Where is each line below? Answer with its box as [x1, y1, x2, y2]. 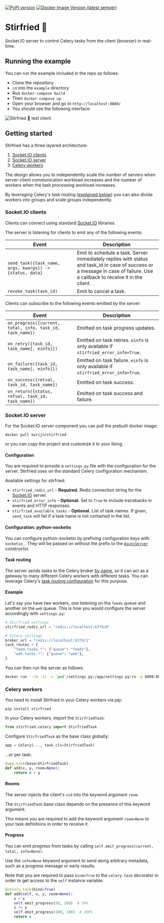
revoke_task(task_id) [7, 288, 58, 294]
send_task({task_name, [7, 260, 60, 266]
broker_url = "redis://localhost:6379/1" [5, 638, 91, 643]
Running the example [5, 57, 71, 66]
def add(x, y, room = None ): [5, 766, 60, 770]
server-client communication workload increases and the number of [5, 176, 142, 183]
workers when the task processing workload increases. [5, 182, 116, 188]
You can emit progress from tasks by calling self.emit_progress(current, [5, 843, 154, 849]
